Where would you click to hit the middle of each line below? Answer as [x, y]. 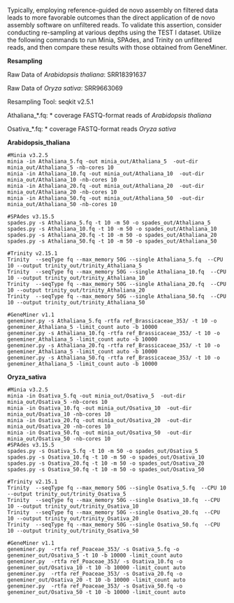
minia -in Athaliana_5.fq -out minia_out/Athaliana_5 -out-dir [103, 161]
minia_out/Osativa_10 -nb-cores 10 [59, 414]
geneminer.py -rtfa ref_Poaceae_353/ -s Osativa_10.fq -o [95, 562]
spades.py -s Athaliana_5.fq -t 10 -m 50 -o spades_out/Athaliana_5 [109, 223]
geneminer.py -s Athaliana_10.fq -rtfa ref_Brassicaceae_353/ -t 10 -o [114, 333]
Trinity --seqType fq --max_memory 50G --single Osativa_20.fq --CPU [114, 513]
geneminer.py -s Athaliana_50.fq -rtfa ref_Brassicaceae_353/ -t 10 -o [114, 358]
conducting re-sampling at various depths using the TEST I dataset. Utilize [114, 32]
